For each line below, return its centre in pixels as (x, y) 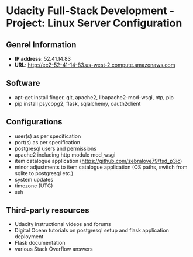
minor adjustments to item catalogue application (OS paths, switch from (101, 167)
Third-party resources (48, 211)
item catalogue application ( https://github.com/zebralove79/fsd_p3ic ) (98, 161)
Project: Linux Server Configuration (94, 23)
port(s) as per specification (47, 142)
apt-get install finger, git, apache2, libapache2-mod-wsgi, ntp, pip (94, 97)
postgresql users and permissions (55, 148)
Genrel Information (41, 45)
